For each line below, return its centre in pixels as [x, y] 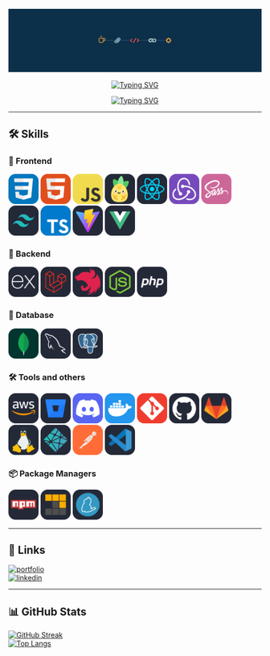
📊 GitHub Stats [47, 611]
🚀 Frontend [30, 161]
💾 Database [31, 316]
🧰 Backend [29, 254]
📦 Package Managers [52, 473]
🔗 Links [27, 550]
